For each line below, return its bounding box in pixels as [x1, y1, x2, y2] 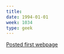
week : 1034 [6, 19, 33, 25]
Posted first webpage [6, 41, 58, 48]
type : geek [6, 25, 33, 31]
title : [6, 8, 22, 15]
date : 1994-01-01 [6, 14, 49, 20]
